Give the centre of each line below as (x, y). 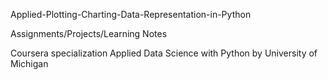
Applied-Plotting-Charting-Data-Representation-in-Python (131, 14)
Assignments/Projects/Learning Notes (89, 33)
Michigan (29, 63)
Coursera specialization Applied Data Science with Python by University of (164, 53)
